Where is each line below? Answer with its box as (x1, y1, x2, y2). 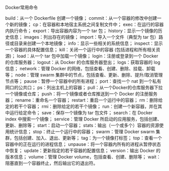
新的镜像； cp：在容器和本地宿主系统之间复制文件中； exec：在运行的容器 (9, 22, 164, 27)
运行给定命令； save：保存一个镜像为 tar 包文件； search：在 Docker (9, 110, 153, 116)
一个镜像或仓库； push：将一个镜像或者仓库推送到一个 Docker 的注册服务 (5, 91, 157, 97)
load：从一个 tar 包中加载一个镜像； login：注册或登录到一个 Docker (17, 53, 158, 59)
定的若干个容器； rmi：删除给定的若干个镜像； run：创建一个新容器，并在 (5, 103, 158, 109)
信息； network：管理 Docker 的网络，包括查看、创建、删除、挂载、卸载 (5, 66, 156, 72)
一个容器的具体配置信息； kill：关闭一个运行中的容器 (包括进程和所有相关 (5, 47, 156, 52)
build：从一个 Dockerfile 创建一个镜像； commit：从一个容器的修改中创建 (5, 15, 157, 21)
